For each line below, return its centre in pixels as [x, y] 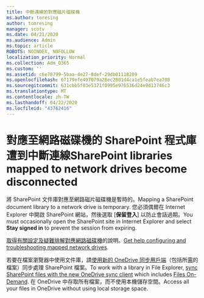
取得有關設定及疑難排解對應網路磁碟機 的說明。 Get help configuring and [96, 241]
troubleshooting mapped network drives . [58, 247]
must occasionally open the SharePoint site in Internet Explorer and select [99, 222]
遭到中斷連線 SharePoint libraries [89, 155]
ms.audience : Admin [31, 40]
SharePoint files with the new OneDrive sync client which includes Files [96, 274]
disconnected [42, 182]
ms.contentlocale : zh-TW [38, 97]
